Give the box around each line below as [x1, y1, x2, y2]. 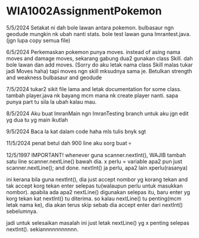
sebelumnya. [6, 207, 38, 215]
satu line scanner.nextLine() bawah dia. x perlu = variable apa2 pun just [6, 158, 182, 165]
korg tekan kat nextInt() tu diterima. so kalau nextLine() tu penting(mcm [6, 195, 182, 202]
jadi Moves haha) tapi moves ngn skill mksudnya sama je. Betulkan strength [6, 67, 192, 74]
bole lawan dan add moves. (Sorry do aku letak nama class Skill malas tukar [6, 61, 193, 68]
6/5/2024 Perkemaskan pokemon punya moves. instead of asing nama [6, 48, 180, 55]
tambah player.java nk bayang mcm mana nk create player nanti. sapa [6, 92, 178, 99]
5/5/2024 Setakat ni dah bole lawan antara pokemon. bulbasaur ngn [6, 24, 174, 31]
